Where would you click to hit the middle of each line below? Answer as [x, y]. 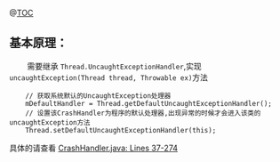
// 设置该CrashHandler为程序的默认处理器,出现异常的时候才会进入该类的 [143, 113]
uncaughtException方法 [50, 122]
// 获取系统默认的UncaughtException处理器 [98, 96]
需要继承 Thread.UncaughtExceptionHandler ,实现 [114, 66]
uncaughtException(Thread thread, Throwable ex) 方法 [109, 77]
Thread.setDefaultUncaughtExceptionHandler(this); [121, 130]
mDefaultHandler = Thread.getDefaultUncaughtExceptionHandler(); [149, 103]
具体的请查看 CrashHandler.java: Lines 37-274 [94, 148]
